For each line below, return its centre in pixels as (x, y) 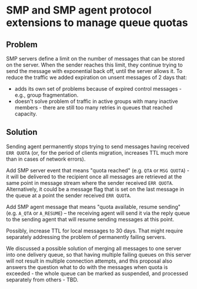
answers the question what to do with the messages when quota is (87, 267)
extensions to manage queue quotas (97, 23)
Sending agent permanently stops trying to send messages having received (98, 146)
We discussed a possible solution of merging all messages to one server (94, 248)
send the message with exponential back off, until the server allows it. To (94, 71)
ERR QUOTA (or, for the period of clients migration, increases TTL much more (97, 152)
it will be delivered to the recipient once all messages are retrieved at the (94, 177)
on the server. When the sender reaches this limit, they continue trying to (95, 65)
